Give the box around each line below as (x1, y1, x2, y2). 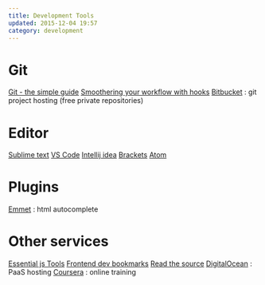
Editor (8, 124, 49, 142)
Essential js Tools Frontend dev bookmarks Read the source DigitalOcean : (8, 259, 252, 268)
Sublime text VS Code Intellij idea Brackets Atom (8, 150, 167, 160)
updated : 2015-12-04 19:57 (8, 19, 98, 27)
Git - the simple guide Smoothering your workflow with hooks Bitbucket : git (8, 87, 257, 97)
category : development (8, 26, 84, 34)
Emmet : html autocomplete (8, 204, 99, 214)
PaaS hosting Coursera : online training (8, 267, 137, 277)
